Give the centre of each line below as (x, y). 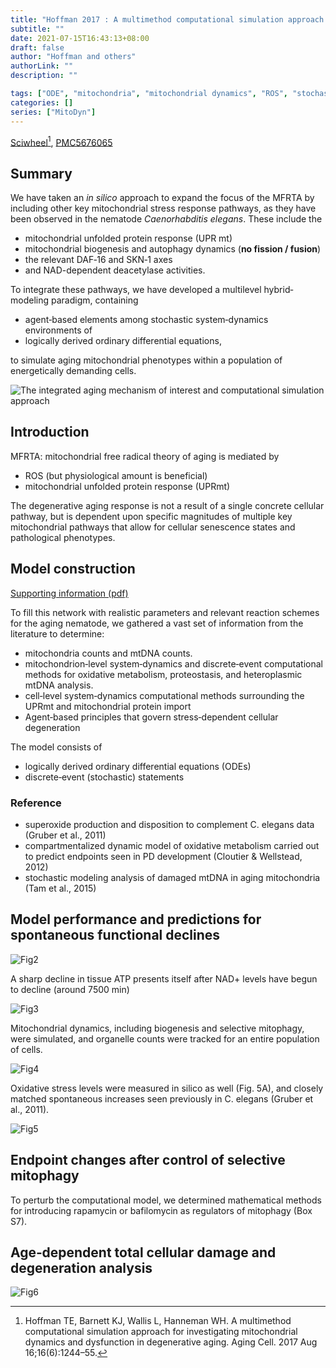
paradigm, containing (94, 300)
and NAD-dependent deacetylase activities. (115, 270)
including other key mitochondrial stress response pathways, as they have (163, 208)
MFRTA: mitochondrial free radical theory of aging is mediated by (145, 456)
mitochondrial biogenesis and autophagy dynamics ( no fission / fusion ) (173, 248)
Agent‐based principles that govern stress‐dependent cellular (151, 717)
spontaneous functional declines (115, 935)
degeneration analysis (81, 1267)
